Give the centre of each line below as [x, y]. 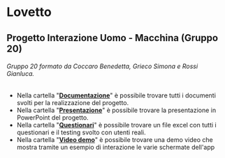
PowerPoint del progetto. [52, 117]
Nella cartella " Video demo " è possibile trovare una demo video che [115, 139]
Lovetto [29, 12]
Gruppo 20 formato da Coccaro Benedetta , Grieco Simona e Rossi [102, 66]
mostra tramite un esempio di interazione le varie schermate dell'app [116, 147]
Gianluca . [21, 74]
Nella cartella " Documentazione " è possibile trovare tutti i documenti [116, 95]
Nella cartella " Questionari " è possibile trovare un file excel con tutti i [117, 125]
